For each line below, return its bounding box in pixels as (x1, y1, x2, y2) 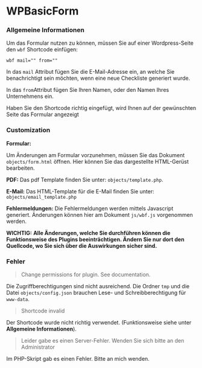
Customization (6, 126, 51, 134)
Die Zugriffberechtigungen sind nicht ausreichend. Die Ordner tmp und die (6, 283, 190, 290)
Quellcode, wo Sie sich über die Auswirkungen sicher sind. (6, 242, 157, 249)
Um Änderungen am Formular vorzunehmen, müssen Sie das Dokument (6, 151, 185, 158)
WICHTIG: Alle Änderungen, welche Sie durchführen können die (6, 229, 171, 236)
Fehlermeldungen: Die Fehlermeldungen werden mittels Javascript (6, 204, 174, 212)
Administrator (21, 343, 55, 351)
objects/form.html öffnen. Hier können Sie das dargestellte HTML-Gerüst (6, 158, 189, 165)
